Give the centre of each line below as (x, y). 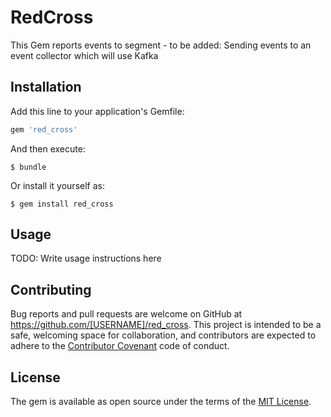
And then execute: (48, 148)
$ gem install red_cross (62, 204)
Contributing (51, 289)
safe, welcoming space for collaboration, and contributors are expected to (163, 335)
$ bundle (28, 167)
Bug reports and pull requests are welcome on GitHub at (126, 314)
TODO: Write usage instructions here (86, 258)
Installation (46, 87)
